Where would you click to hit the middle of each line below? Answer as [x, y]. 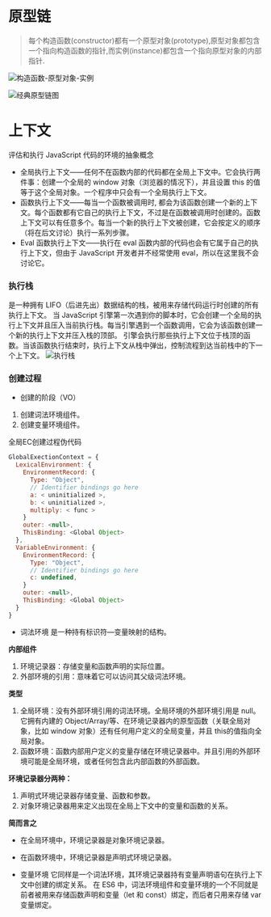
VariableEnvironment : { [55, 547]
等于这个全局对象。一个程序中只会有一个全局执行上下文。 [115, 192]
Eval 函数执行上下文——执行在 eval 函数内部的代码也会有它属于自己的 [136, 243]
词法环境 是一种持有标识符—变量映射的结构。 [95, 632]
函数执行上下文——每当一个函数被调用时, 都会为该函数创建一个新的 [131, 202]
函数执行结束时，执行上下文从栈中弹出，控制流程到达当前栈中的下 [146, 345]
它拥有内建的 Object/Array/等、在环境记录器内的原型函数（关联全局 [132, 720]
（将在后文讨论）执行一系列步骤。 [77, 232]
